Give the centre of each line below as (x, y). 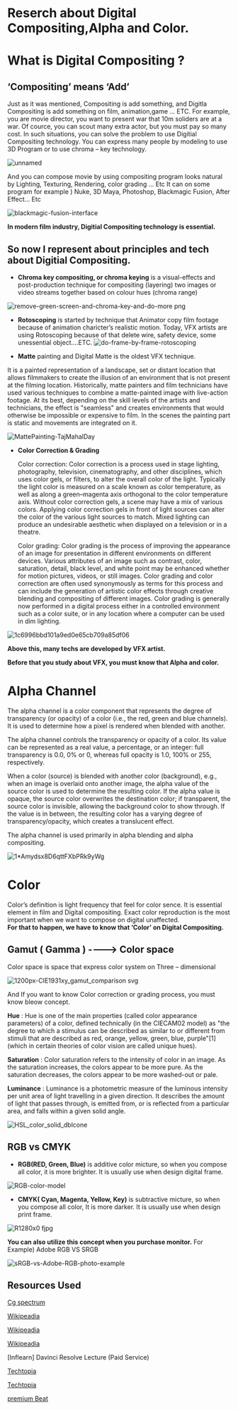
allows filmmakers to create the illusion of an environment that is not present (119, 377)
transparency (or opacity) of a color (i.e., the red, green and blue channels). (118, 718)
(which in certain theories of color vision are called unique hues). (102, 1046)
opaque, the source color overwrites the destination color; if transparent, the (119, 798)
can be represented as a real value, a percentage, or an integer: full (106, 747)
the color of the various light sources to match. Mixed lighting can (114, 517)
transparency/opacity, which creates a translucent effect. (91, 821)
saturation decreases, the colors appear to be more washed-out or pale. (113, 1074)
